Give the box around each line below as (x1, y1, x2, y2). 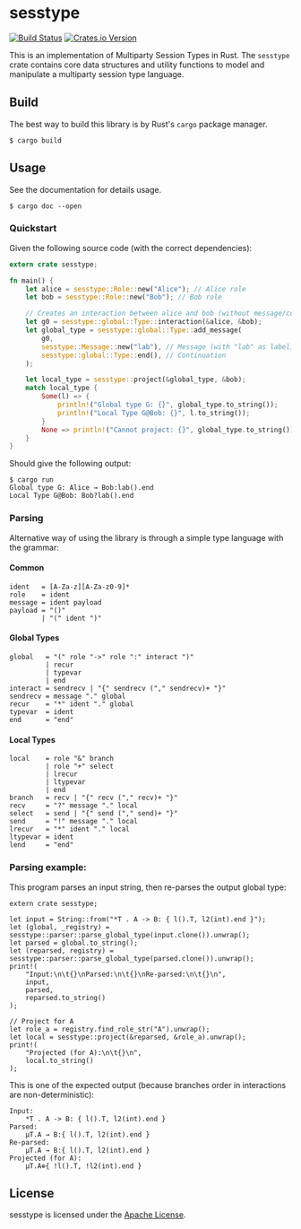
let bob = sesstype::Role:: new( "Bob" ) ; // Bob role (25, 292, 222, 302)
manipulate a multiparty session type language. (9, 68, 185, 79)
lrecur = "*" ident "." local (9, 824, 130, 834)
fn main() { (9, 276, 54, 285)
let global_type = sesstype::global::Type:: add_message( (25, 326, 243, 335)
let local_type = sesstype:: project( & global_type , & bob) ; (25, 375, 246, 384)
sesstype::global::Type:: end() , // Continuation (41, 351, 227, 360)
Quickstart (9, 222, 57, 235)
